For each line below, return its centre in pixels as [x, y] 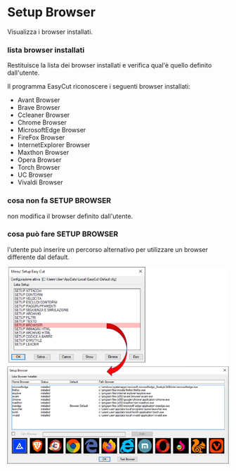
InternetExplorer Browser [54, 145]
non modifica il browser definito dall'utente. [70, 216]
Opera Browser [39, 160]
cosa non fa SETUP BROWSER [59, 201]
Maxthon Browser [43, 153]
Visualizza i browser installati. [50, 32]
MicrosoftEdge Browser [52, 130]
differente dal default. [39, 257]
